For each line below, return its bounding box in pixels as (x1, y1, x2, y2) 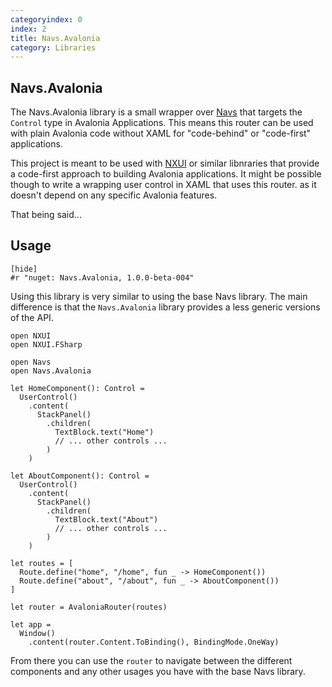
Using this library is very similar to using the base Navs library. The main (10, 290, 308, 302)
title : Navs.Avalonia (10, 33, 101, 43)
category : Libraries (10, 42, 97, 53)
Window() (19, 628, 56, 638)
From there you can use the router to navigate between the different (10, 654, 293, 666)
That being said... (10, 209, 82, 221)
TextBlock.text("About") (54, 514, 159, 525)
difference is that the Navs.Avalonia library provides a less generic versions (10, 301, 321, 313)
